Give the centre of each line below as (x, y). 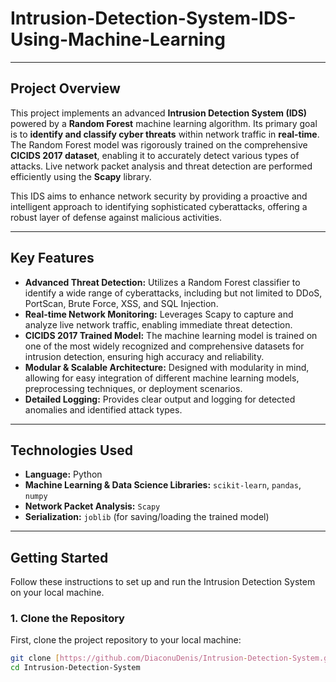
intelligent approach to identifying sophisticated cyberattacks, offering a (159, 206)
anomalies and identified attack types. (103, 409)
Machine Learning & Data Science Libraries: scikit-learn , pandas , (163, 485)
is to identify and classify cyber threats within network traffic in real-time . (165, 134)
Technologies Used (71, 450)
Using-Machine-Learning (118, 39)
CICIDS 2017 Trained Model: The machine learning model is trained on (171, 335)
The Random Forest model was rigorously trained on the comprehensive (159, 144)
